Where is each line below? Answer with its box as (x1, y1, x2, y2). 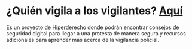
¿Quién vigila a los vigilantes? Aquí (6, 4, 183, 18)
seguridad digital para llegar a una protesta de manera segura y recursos (6, 30, 187, 37)
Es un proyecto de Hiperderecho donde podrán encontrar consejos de (6, 24, 179, 31)
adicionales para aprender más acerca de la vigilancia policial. (6, 36, 160, 43)
